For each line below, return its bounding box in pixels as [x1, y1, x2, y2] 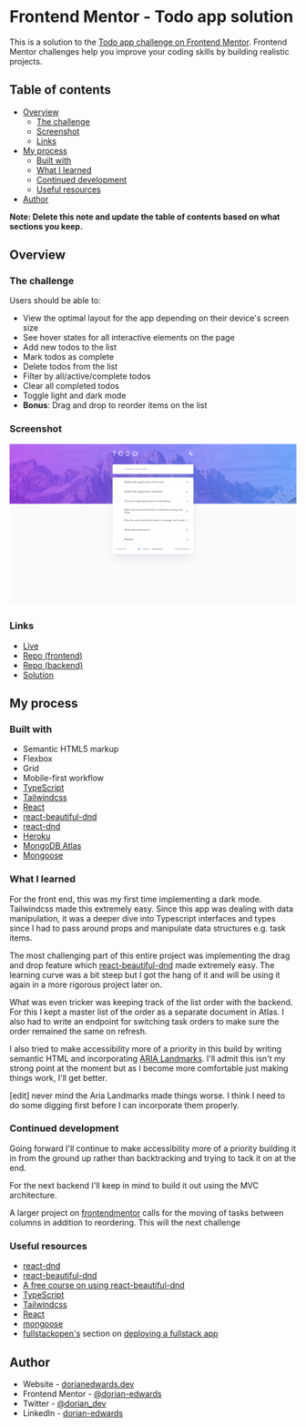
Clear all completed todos [22, 381, 120, 392]
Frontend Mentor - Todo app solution [9, 6, 294, 27]
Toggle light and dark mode [22, 390, 127, 402]
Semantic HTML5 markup [22, 744, 119, 755]
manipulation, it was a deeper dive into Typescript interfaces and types [9, 912, 276, 923]
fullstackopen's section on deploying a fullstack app [22, 1328, 219, 1340]
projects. [9, 56, 43, 66]
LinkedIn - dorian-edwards [22, 1407, 124, 1418]
